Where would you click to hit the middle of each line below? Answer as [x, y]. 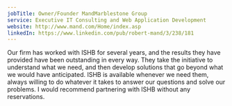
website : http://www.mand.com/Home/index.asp [74, 26]
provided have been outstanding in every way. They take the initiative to [110, 60]
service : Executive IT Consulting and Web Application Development [107, 20]
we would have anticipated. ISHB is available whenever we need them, [108, 75]
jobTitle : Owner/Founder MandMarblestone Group [77, 14]
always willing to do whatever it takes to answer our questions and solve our [116, 82]
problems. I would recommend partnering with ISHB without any [99, 89]
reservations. [26, 97]
